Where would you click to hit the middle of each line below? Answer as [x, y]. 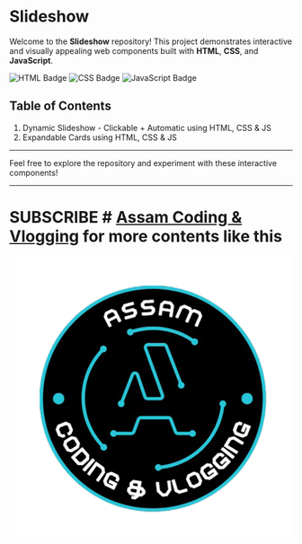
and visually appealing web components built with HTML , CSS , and [134, 50]
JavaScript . [31, 60]
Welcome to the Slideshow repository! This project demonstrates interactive [151, 41]
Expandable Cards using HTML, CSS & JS [100, 137]
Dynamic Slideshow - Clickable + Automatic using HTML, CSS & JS [147, 127]
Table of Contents [61, 106]
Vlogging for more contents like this [146, 236]
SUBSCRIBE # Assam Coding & [126, 217]
